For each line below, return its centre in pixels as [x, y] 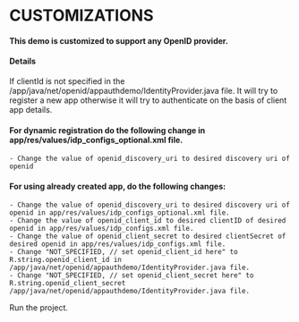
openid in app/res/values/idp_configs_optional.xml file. [120, 213]
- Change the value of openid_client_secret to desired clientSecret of [148, 237]
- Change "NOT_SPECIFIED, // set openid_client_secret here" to [132, 275]
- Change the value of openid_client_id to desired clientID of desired [148, 221]
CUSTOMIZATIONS [81, 16]
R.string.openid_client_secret [68, 284]
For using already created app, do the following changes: [118, 186]
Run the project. [39, 308]
